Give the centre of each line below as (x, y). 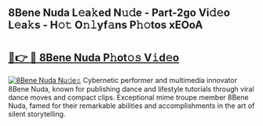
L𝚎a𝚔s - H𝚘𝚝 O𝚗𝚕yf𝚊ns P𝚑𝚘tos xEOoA (106, 25)
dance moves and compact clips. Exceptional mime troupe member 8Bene (128, 97)
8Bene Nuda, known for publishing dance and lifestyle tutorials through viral (131, 89)
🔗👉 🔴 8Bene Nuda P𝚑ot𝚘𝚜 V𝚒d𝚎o (94, 58)
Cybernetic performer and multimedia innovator (160, 80)
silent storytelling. (37, 114)
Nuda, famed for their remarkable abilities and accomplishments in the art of (131, 106)
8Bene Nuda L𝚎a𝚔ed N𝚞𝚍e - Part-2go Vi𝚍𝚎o (119, 13)
